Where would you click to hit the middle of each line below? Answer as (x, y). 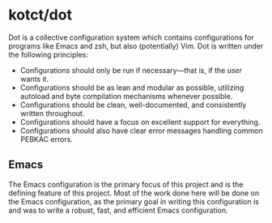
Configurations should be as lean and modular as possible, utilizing (132, 88)
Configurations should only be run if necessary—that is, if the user (131, 70)
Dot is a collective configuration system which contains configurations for (131, 37)
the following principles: (49, 54)
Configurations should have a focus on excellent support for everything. (140, 122)
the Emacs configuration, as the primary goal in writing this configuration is (134, 201)
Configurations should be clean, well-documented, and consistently (133, 105)
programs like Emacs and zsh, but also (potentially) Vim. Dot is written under (136, 45)
